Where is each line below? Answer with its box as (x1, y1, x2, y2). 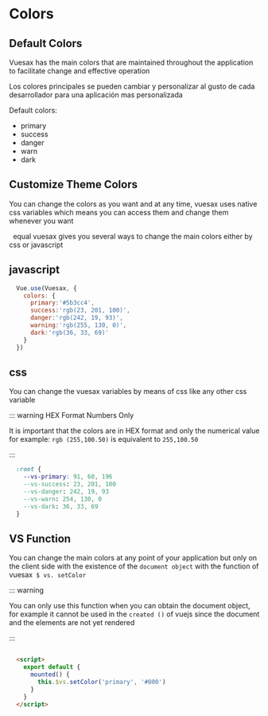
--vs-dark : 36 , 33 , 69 (23, 502, 99, 510)
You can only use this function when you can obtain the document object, (9, 601, 251, 611)
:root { (16, 466, 42, 474)
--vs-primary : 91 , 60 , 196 (23, 473, 113, 481)
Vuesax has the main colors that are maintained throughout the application (9, 57, 254, 67)
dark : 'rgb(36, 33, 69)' (29, 328, 110, 336)
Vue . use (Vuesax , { (16, 284, 78, 292)
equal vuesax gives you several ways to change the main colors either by (12, 231, 253, 241)
